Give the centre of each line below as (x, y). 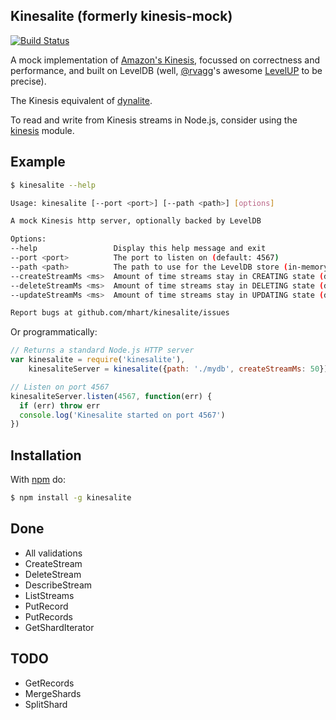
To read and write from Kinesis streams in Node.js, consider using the (154, 120)
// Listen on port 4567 (60, 387)
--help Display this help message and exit (138, 249)
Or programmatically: (54, 332)
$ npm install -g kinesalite (71, 498)
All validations (53, 553)
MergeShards (53, 693)
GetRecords (49, 683)
